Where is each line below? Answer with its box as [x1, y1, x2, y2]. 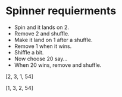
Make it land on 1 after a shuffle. [14, 36, 93, 43]
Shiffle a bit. [14, 48, 44, 56]
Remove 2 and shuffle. [14, 30, 70, 37]
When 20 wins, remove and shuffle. [14, 61, 102, 69]
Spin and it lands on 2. [14, 24, 70, 31]
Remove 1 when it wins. [14, 43, 72, 50]
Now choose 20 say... [14, 55, 68, 62]
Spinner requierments [5, 4, 117, 18]
